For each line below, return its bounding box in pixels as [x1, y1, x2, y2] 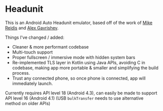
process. [12, 70, 30, 76]
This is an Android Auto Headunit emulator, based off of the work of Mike [5, 20, 153, 26]
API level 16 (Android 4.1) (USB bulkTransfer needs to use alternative [5, 95, 143, 101]
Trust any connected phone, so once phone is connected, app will [12, 75, 146, 81]
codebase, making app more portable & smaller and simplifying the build [12, 65, 159, 71]
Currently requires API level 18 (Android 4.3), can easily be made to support [5, 90, 158, 96]
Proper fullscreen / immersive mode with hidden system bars [12, 54, 136, 60]
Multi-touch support [12, 49, 53, 55]
